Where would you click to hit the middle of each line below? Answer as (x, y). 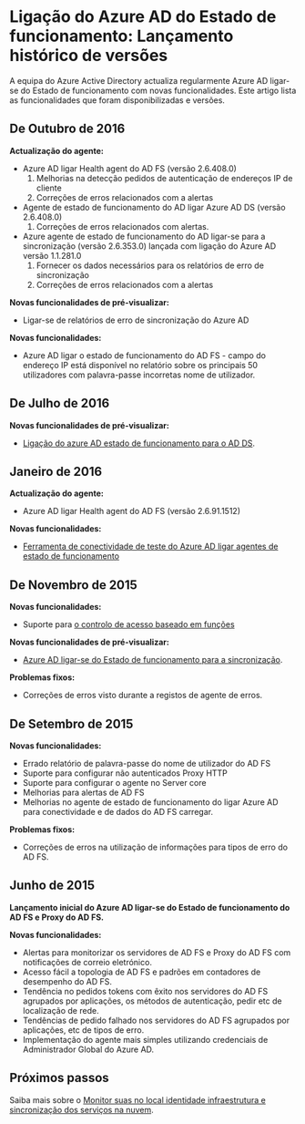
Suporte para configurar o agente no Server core (114, 783)
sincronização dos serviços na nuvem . (82, 1109)
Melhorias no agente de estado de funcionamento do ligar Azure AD (151, 802)
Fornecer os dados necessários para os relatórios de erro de (150, 265)
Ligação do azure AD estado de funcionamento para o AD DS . (139, 443)
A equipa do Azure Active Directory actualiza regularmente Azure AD (139, 80)
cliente (49, 188)
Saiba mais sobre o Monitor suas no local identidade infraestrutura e (137, 1099)
